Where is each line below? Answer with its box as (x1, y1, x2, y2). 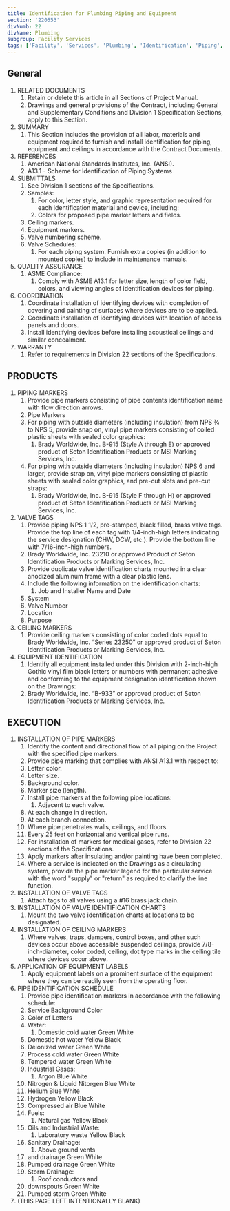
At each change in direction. (27, 808, 108, 817)
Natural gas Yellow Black (37, 1116, 108, 1125)
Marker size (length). (27, 786, 87, 795)
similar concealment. (27, 336, 87, 344)
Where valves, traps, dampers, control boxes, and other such (27, 933, 201, 941)
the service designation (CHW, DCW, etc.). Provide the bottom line (27, 535, 216, 543)
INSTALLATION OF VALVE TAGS (17, 889, 108, 898)
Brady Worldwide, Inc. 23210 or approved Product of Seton (27, 550, 196, 558)
